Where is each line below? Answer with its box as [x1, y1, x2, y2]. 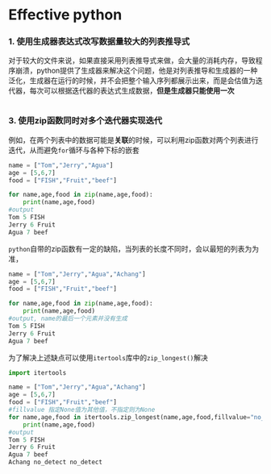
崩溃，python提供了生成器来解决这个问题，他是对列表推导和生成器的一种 [15, 66, 258, 76]
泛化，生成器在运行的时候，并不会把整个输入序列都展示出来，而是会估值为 [8, 76, 256, 85]
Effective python [8, 6, 123, 24]
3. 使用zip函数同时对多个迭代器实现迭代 [8, 115, 163, 127]
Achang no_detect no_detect [8, 458, 103, 467]
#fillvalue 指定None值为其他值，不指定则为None [8, 405, 156, 414]
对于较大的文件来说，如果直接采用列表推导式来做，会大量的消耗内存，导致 [8, 56, 256, 65]
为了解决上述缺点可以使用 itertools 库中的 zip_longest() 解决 [8, 352, 208, 362]
